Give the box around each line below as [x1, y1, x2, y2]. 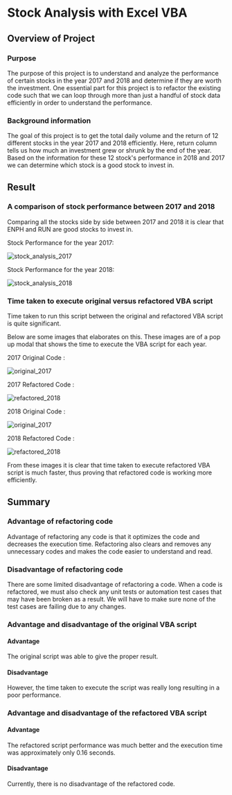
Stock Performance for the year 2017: [7, 238, 114, 247]
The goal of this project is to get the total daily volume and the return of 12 [7, 132, 219, 140]
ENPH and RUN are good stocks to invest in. [7, 225, 134, 233]
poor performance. [7, 691, 62, 699]
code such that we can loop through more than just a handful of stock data [7, 91, 220, 99]
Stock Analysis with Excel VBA [7, 5, 188, 21]
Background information [7, 116, 91, 126]
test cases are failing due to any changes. [7, 602, 127, 611]
